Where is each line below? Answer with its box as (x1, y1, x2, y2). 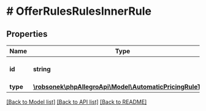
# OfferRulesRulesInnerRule (6, 4, 152, 18)
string (32, 65, 51, 73)
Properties (6, 29, 48, 39)
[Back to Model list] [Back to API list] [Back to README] (6, 98, 147, 105)
